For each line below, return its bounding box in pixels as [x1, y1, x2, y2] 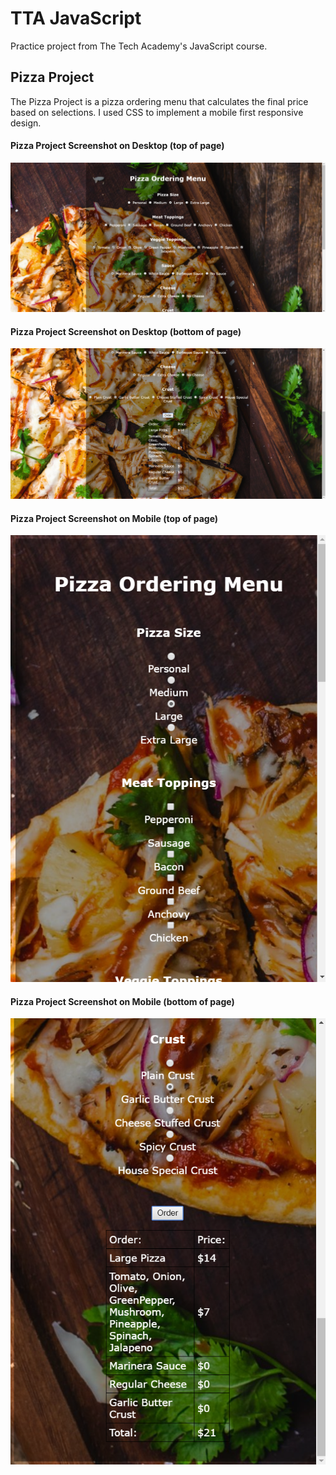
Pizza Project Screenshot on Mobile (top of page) [10, 512, 219, 524]
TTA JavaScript [10, 7, 142, 30]
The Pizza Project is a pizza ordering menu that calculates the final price [10, 95, 309, 107]
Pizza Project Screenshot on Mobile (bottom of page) [10, 995, 235, 1007]
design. [10, 117, 42, 129]
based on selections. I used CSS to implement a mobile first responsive [10, 106, 304, 118]
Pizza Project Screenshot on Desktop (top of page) [10, 140, 225, 152]
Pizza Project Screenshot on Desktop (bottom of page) [10, 325, 242, 337]
